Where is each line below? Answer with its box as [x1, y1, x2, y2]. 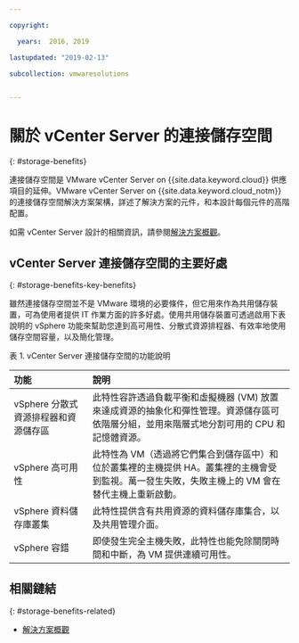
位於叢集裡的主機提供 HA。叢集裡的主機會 [92, 461, 269, 474]
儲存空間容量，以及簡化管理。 [9, 332, 118, 342]
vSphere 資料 [13, 505, 69, 517]
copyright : [9, 21, 50, 29]
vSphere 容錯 [13, 541, 69, 554]
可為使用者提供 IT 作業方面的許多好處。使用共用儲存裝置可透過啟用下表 [24, 309, 287, 319]
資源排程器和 [13, 411, 69, 424]
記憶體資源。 [92, 432, 147, 443]
